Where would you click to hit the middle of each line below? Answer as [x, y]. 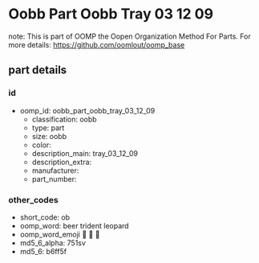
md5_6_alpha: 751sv [53, 243]
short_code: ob [45, 217]
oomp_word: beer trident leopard [75, 225]
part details [38, 70]
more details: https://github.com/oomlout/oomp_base [97, 44]
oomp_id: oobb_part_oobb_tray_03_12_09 [87, 110]
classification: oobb [65, 119]
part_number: [54, 179]
